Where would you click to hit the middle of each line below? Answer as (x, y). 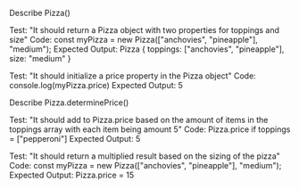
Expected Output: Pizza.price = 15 (72, 175)
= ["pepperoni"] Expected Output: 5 (75, 139)
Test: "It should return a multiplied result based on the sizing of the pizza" (145, 156)
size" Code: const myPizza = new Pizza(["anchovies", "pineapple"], (134, 40)
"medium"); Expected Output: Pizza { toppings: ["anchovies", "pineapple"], (147, 49)
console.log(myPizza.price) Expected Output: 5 (96, 85)
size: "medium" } (40, 58)
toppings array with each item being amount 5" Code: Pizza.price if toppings (150, 129)
